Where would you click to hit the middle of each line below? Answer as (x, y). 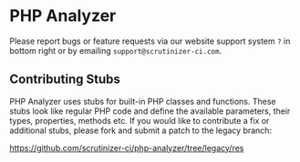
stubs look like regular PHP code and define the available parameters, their (150, 111)
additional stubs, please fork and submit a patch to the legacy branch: (140, 130)
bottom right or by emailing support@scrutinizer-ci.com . (115, 50)
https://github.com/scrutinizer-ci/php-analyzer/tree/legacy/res (127, 147)
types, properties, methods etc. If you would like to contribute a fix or (140, 120)
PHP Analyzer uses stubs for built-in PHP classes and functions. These (143, 101)
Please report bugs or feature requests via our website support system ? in (150, 41)
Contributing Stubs (65, 80)
